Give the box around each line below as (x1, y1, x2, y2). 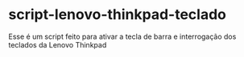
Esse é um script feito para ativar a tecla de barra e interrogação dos (8, 32, 237, 41)
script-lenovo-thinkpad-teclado (8, 6, 227, 24)
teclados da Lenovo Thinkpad (8, 40, 107, 49)
